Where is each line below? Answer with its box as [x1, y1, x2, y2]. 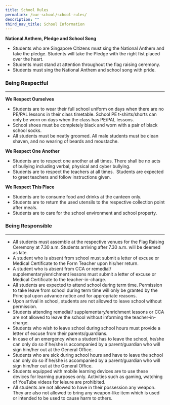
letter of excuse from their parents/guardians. [12, 330, 108, 336]
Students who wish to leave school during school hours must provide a [12, 325, 161, 331]
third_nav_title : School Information [5, 21, 85, 27]
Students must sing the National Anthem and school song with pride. [12, 67, 156, 73]
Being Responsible [5, 222, 52, 229]
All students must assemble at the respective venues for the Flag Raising [12, 239, 164, 245]
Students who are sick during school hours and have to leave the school [12, 352, 163, 358]
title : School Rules [5, 7, 49, 13]
